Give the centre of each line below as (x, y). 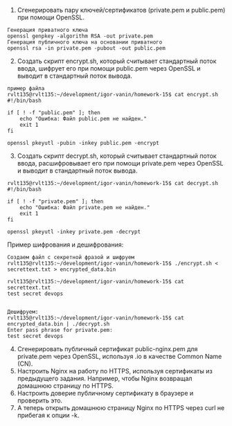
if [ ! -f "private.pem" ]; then (55, 202)
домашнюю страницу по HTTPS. (65, 386)
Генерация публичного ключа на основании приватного (85, 42)
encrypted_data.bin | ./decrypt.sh (59, 324)
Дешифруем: (23, 312)
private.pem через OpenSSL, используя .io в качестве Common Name (119, 356)
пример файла (26, 89)
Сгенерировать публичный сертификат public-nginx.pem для (107, 349)
